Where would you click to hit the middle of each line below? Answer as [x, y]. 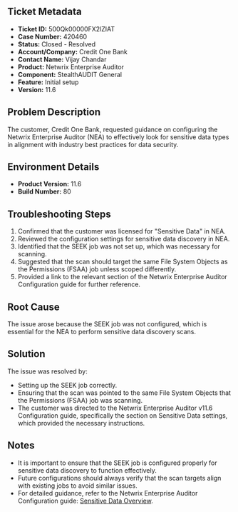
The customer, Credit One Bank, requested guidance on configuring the [113, 129]
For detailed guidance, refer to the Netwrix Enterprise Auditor [108, 493]
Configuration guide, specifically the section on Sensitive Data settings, [123, 415]
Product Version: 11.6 [50, 184]
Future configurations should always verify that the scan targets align [119, 478]
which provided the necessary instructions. [81, 423]
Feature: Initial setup [48, 82]
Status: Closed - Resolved [57, 44]
